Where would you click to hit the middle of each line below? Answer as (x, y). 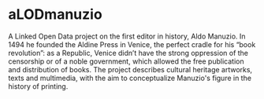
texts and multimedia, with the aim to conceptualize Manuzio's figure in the (130, 78)
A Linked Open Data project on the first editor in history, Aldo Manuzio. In (127, 36)
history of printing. (38, 86)
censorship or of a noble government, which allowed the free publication (126, 61)
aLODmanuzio (55, 15)
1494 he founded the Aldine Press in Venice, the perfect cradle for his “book (132, 44)
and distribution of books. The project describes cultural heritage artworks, (130, 69)
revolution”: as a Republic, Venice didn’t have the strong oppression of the (128, 53)
